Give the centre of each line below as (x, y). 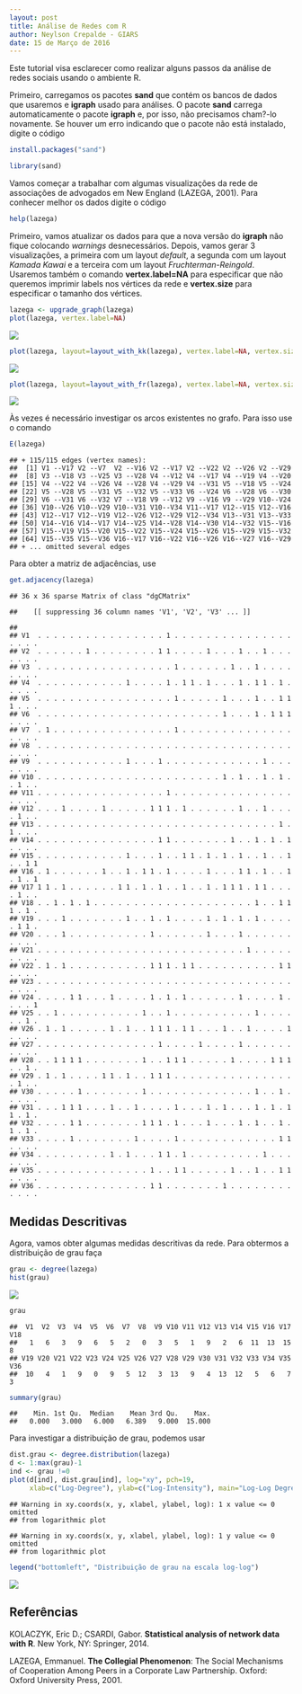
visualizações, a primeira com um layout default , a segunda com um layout (148, 255)
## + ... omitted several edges (70, 547)
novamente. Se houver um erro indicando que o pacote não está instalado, (147, 124)
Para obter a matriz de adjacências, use (83, 563)
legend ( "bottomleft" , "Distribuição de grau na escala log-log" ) (134, 1567)
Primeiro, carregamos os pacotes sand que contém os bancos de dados (143, 95)
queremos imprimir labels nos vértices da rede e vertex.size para (131, 283)
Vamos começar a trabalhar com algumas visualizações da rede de (133, 183)
